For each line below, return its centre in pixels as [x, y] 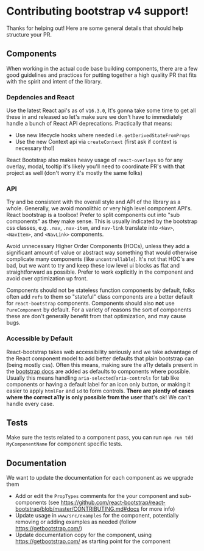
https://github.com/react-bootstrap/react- [113, 503]
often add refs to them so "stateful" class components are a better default [100, 297]
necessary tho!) [35, 148]
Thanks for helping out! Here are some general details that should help [95, 28]
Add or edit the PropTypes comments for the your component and [97, 496]
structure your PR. [29, 34]
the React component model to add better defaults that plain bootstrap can [100, 358]
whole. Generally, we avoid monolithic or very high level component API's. [99, 208]
